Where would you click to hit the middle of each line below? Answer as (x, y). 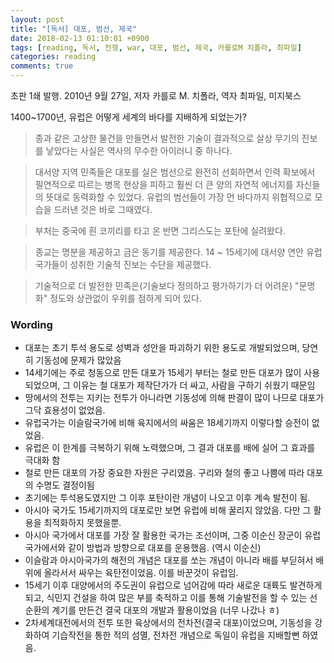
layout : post (37, 19)
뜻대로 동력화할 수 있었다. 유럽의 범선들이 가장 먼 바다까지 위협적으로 (179, 197)
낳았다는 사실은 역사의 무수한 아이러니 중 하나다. (139, 150)
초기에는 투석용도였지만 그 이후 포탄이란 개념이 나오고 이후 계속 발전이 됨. (167, 498)
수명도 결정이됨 (65, 485)
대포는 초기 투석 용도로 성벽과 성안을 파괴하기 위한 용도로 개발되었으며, (162, 348)
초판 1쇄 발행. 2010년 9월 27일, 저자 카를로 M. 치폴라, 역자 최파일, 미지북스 (156, 95)
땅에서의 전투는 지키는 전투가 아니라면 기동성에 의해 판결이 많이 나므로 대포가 (174, 398)
